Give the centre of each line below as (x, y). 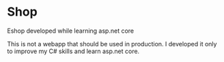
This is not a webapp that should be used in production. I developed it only (112, 44)
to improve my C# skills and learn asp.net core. (73, 51)
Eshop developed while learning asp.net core (71, 31)
